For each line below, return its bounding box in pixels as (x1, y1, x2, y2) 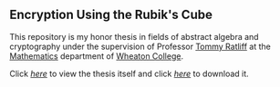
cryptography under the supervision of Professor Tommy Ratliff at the (9, 41, 271, 52)
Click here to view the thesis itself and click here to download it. (9, 68, 249, 79)
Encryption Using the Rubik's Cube (9, 7, 213, 23)
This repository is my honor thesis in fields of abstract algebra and (9, 31, 259, 42)
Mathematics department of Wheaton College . (9, 50, 184, 62)
